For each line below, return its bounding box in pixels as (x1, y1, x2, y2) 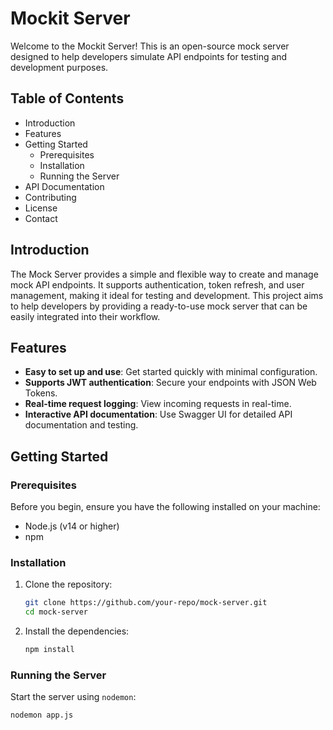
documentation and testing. (24, 419, 139, 431)
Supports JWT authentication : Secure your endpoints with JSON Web (24, 377, 317, 389)
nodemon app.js (10, 710, 74, 721)
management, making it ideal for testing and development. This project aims (10, 289, 324, 301)
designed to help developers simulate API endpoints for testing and (10, 50, 288, 62)
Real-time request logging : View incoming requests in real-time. (24, 398, 292, 410)
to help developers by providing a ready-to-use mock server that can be (10, 300, 308, 312)
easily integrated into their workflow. (10, 310, 161, 322)
